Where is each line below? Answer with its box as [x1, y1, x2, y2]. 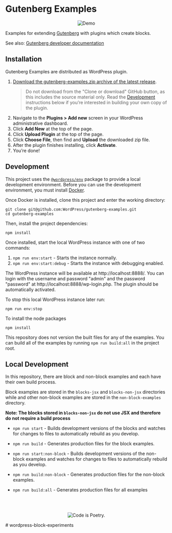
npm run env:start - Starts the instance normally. [12, 255, 117, 261]
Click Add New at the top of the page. [12, 125, 93, 131]
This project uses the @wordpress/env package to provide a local [5, 176, 141, 182]
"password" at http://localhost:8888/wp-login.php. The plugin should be [5, 281, 159, 287]
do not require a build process [5, 415, 71, 422]
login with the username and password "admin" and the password [5, 275, 145, 281]
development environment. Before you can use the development [5, 181, 141, 187]
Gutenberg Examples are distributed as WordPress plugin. [5, 68, 128, 74]
